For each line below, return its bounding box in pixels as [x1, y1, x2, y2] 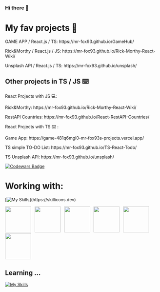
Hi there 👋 [5, 4, 29, 11]
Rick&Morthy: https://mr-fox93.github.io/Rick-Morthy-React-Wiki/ [5, 104, 137, 110]
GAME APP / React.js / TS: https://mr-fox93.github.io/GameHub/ [5, 39, 134, 44]
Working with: [5, 180, 63, 191]
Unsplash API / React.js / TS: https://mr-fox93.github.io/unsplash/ [5, 63, 137, 68]
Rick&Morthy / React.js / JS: [5, 48, 61, 54]
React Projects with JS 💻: [5, 93, 58, 99]
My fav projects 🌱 [5, 22, 78, 34]
